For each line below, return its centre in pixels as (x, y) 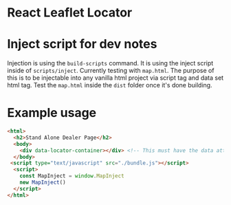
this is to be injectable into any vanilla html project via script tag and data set (115, 78)
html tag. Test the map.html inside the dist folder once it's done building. (110, 85)
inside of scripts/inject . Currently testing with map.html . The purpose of (111, 71)
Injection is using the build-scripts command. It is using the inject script (110, 63)
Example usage (52, 113)
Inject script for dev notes (82, 44)
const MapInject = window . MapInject (72, 176)
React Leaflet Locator (70, 13)
